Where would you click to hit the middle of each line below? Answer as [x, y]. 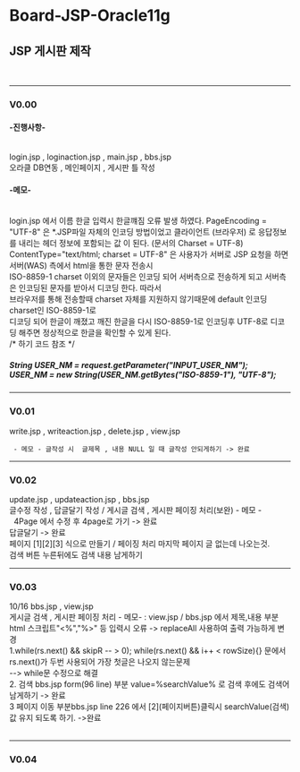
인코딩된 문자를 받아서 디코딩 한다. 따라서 [90, 288]
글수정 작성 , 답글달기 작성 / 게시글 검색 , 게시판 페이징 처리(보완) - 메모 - [135, 510]
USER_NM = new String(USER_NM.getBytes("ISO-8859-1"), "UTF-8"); [143, 374]
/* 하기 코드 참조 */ [42, 344]
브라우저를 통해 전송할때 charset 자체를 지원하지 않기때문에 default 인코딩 [138, 299]
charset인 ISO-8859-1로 [53, 311]
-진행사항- [28, 127]
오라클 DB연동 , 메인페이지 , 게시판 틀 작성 [82, 167]
